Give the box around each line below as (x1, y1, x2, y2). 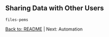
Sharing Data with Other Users (5, 4, 104, 12)
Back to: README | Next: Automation (5, 26, 83, 32)
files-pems (5, 17, 29, 22)
